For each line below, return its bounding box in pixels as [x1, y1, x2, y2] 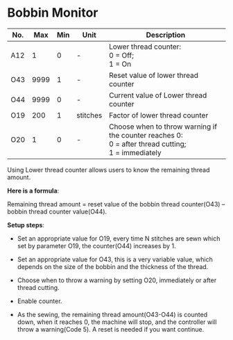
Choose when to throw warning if [108, 122, 217, 131]
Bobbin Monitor [7, 5, 98, 21]
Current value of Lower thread [108, 90, 207, 100]
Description [146, 30, 186, 40]
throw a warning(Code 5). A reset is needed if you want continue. [17, 325, 205, 333]
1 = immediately [108, 147, 162, 157]
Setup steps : [7, 220, 45, 229]
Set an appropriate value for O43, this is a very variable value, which [17, 255, 213, 264]
